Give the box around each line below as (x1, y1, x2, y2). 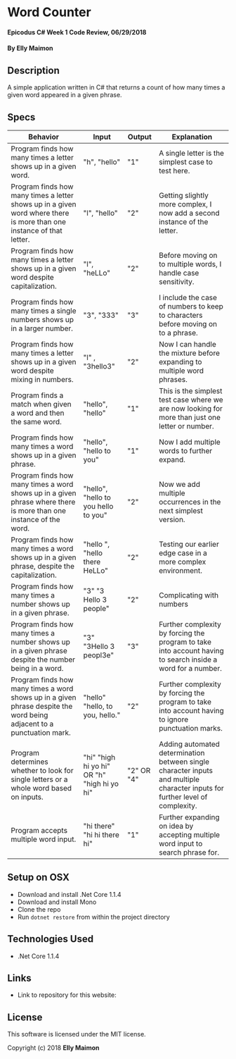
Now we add (159, 480, 200, 489)
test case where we (159, 395, 223, 404)
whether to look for (11, 766, 74, 775)
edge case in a (159, 548, 207, 557)
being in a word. (11, 664, 64, 673)
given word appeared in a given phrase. (7, 91, 122, 99)
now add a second (159, 209, 220, 218)
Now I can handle (159, 340, 216, 349)
